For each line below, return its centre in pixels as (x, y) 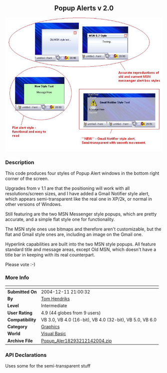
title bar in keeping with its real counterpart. (50, 255)
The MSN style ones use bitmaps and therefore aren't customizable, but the (83, 229)
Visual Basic (53, 334)
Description (20, 162)
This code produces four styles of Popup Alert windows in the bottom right (82, 173)
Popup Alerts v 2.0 (84, 8)
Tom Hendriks (55, 299)
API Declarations (26, 355)
